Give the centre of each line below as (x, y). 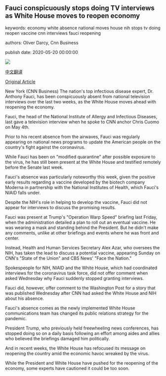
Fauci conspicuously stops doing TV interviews (80, 8)
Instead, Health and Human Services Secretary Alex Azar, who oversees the (83, 247)
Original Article (20, 82)
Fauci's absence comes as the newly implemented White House (70, 308)
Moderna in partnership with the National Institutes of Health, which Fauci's (82, 187)
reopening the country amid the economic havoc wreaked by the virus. (77, 353)
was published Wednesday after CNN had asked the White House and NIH (81, 293)
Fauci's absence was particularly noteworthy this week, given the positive (80, 177)
